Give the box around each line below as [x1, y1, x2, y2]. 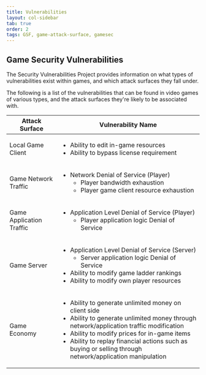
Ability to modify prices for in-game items [70, 329, 191, 338]
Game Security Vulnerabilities [6, 55, 124, 65]
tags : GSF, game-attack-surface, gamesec [6, 32, 114, 38]
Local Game [9, 140, 44, 149]
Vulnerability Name [99, 120, 158, 129]
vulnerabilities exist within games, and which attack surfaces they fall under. [6, 77, 199, 85]
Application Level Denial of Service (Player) [70, 208, 195, 216]
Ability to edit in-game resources [70, 140, 166, 149]
